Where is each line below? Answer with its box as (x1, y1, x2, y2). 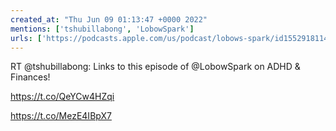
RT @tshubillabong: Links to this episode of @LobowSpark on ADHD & (10, 61, 301, 73)
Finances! (10, 71, 51, 83)
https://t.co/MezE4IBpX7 (10, 110, 112, 122)
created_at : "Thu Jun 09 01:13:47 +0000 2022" (10, 14, 208, 25)
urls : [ (10, 33, 43, 43)
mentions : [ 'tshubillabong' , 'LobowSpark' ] (10, 24, 195, 34)
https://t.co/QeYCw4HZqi (10, 91, 115, 103)
